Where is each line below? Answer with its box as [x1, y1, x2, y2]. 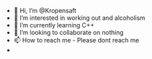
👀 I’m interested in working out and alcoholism [13, 14, 146, 22]
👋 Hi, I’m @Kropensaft [13, 7, 77, 14]
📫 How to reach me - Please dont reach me [13, 36, 140, 44]
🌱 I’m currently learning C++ [13, 21, 95, 29]
